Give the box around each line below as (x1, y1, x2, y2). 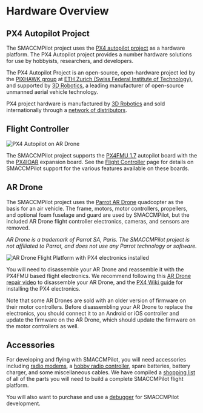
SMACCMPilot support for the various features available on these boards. (6, 165, 190, 172)
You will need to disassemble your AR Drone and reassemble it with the (6, 265, 184, 273)
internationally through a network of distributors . (6, 107, 127, 113)
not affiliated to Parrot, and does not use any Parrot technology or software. (6, 242, 197, 249)
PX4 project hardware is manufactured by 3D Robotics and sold (6, 100, 165, 107)
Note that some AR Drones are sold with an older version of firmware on (6, 297, 187, 304)
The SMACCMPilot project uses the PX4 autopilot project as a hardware (6, 44, 185, 51)
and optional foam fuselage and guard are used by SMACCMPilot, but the (6, 211, 190, 219)
